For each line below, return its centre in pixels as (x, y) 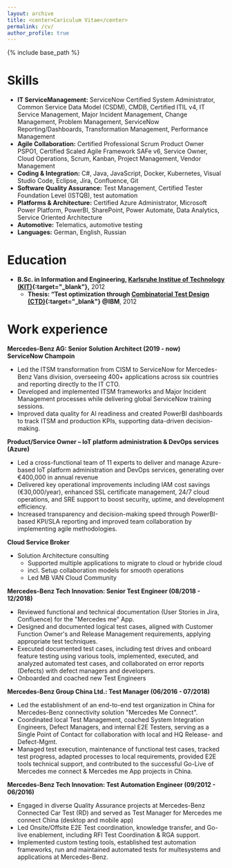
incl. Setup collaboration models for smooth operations (106, 570)
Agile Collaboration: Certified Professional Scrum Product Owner (110, 144)
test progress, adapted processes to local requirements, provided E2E (116, 756)
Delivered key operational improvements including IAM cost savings (114, 485)
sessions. (31, 407)
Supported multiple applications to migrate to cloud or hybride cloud (125, 563)
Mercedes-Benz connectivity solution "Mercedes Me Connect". (107, 712)
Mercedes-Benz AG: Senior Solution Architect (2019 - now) (94, 349)
